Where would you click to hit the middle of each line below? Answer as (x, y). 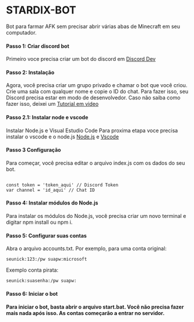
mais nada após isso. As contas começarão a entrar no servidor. (85, 313)
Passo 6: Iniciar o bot (32, 293)
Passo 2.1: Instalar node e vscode (47, 117)
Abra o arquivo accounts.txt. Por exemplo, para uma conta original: (87, 248)
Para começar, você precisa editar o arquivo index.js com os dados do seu (96, 163)
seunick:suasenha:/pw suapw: (41, 281)
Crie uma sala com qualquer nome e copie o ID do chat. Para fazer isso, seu (97, 92)
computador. (21, 32)
